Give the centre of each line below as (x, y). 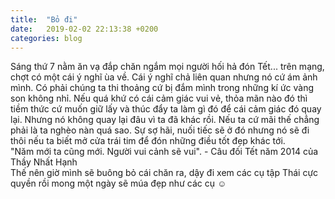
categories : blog (46, 38)
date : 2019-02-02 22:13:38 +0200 (84, 29)
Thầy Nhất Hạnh (44, 162)
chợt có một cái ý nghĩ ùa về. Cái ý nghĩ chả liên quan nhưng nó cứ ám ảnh (164, 77)
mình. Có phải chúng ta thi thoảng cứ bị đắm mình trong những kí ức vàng (162, 88)
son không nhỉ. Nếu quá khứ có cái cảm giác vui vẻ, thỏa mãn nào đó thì (159, 98)
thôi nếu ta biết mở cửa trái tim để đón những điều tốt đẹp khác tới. (148, 141)
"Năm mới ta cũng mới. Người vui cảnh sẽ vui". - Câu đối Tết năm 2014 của (164, 152)
